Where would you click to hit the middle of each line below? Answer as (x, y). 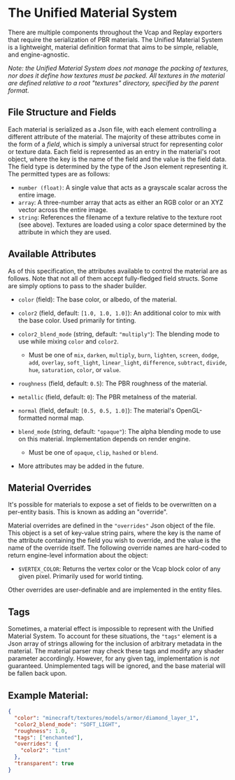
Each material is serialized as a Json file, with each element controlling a (112, 129)
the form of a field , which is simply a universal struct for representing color (115, 144)
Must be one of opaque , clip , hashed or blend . (93, 452)
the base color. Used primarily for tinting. (77, 320)
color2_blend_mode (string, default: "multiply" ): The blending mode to (119, 334)
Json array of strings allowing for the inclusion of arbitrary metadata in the (115, 644)
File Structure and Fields (62, 112)
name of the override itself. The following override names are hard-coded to (117, 548)
